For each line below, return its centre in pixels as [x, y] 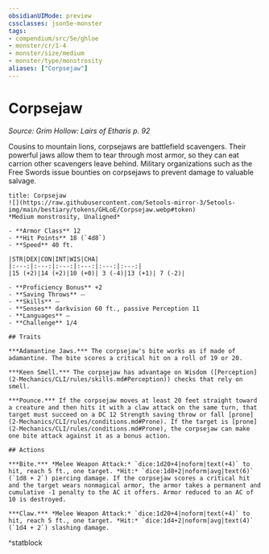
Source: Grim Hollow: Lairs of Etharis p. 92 [79, 131]
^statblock [25, 543]
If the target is [199, 422]
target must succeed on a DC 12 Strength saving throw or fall [117, 414]
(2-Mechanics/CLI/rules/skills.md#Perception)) [90, 379]
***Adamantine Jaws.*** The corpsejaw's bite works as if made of [122, 351]
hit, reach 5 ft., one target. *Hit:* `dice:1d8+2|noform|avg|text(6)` [131, 471]
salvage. [23, 180]
